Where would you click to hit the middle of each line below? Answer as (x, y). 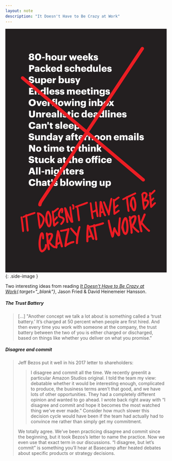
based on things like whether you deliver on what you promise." (85, 338)
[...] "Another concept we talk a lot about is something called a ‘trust (90, 316)
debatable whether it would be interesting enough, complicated (98, 383)
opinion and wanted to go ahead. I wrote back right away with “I (98, 400)
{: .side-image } (22, 276)
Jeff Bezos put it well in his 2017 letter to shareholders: (76, 362)
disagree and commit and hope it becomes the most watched (95, 405)
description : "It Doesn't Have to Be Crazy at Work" (63, 16)
